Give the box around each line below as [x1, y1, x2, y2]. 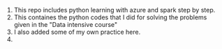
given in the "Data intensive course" [13, 21, 118, 28]
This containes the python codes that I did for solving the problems [13, 13, 207, 21]
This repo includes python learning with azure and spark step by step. [13, 6, 216, 14]
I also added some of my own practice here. [13, 28, 141, 36]
